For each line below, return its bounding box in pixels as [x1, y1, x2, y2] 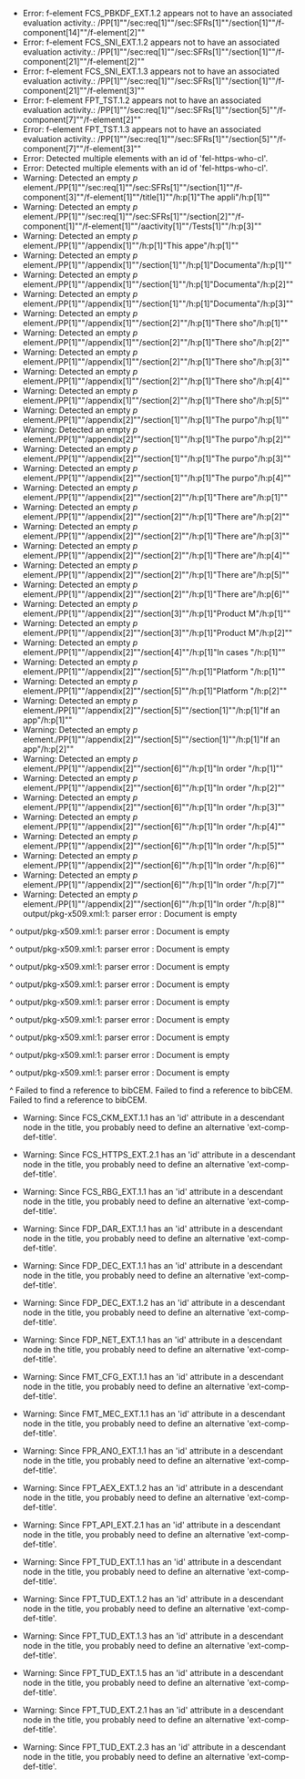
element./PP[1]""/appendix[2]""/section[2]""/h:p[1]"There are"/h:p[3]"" [22, 530, 290, 541]
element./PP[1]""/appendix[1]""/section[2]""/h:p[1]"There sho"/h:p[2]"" [22, 337, 290, 347]
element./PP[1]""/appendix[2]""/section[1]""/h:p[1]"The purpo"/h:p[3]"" [22, 453, 291, 464]
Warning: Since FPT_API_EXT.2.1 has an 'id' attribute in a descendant [22, 1519, 280, 1530]
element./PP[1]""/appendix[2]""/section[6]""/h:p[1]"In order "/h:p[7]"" [22, 879, 285, 889]
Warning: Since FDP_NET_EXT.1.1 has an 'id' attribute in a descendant [22, 1334, 282, 1345]
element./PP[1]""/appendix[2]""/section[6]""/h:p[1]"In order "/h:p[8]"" [22, 899, 285, 910]
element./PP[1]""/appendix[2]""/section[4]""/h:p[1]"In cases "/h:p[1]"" [22, 647, 286, 657]
